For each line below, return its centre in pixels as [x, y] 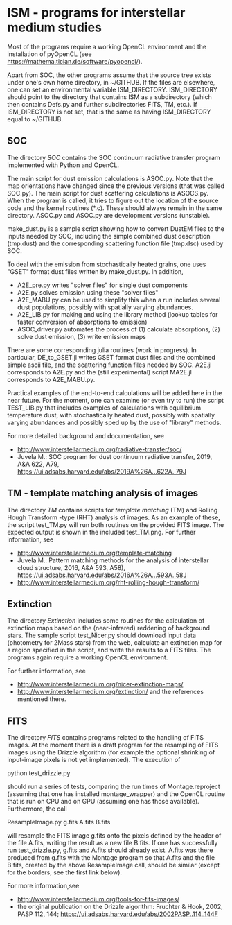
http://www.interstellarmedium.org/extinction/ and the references [110, 692]
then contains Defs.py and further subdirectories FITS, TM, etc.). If [102, 104]
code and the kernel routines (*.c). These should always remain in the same [115, 208]
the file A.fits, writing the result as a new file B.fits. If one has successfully [113, 843]
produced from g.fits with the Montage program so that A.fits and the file [111, 858]
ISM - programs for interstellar [96, 13]
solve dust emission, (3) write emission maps [82, 336]
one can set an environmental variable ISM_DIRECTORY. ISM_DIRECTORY [113, 89]
